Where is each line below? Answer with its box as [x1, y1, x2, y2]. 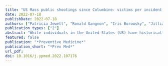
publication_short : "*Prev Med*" [5, 44, 75, 49]
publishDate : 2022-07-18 [5, 16, 57, 21]
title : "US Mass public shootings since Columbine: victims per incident [5, 7, 162, 12]
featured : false [5, 35, 39, 40]
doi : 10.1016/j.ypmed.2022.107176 [5, 53, 77, 59]
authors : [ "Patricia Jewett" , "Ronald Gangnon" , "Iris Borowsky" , [5, 21, 146, 26]
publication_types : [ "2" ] [5, 26, 59, 31]
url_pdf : [5, 49, 23, 54]
